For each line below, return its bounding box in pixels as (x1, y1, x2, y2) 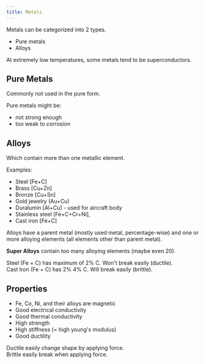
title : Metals (6, 9, 43, 15)
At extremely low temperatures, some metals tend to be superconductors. (6, 56, 192, 63)
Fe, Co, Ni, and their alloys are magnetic (15, 300, 116, 307)
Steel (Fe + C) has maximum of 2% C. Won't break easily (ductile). (6, 259, 173, 267)
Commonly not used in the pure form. (6, 90, 101, 97)
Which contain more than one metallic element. (6, 154, 125, 162)
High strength (15, 319, 50, 327)
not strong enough (15, 114, 62, 121)
